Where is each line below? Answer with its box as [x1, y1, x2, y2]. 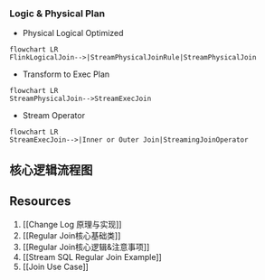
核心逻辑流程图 [9, 162, 93, 178]
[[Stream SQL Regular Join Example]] [22, 251, 163, 262]
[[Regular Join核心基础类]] [22, 229, 121, 241]
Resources [9, 193, 71, 210]
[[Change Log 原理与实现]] [22, 219, 122, 229]
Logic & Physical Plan [9, 7, 106, 20]
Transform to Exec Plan [22, 69, 110, 79]
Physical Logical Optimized [22, 28, 124, 39]
